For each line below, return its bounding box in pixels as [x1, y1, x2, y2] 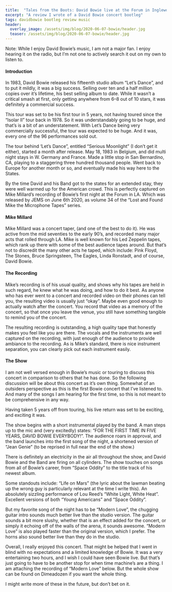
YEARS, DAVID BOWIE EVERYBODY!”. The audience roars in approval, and [5, 433, 162, 439]
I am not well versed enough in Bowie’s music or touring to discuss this [5, 369, 155, 375]
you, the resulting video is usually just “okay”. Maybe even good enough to [5, 298, 163, 304]
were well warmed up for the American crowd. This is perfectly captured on [5, 186, 165, 192]
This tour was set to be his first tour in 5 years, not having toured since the [5, 112, 162, 118]
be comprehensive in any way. [5, 396, 70, 402]
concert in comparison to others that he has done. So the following [5, 375, 146, 381]
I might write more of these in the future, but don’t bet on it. [5, 581, 131, 587]
